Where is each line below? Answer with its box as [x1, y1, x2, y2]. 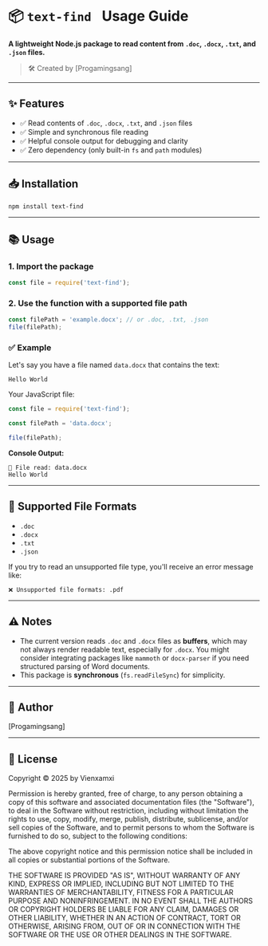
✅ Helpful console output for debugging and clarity [19, 136, 189, 145]
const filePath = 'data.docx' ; [8, 420, 112, 428]
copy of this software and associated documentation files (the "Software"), [8, 798, 255, 807]
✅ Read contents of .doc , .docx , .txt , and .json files [19, 118, 193, 128]
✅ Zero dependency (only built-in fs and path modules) [19, 145, 203, 155]
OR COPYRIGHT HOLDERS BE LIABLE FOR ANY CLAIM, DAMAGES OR [8, 905, 239, 914]
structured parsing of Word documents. [19, 661, 150, 671]
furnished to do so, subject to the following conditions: [8, 831, 187, 841]
